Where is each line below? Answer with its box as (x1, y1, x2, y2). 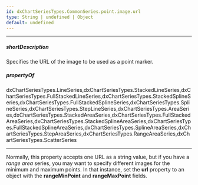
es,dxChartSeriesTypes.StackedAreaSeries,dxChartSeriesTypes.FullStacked (6, 111, 191, 118)
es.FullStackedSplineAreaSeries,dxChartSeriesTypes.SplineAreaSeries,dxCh (6, 124, 192, 131)
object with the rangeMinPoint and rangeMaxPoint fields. (6, 172, 147, 180)
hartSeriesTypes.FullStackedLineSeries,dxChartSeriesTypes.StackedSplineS (6, 92, 192, 100)
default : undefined (6, 19, 54, 25)
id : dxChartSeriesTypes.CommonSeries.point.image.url (6, 8, 141, 15)
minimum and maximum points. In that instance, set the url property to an (6, 166, 184, 173)
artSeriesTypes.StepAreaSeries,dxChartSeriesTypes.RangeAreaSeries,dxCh (6, 130, 190, 137)
